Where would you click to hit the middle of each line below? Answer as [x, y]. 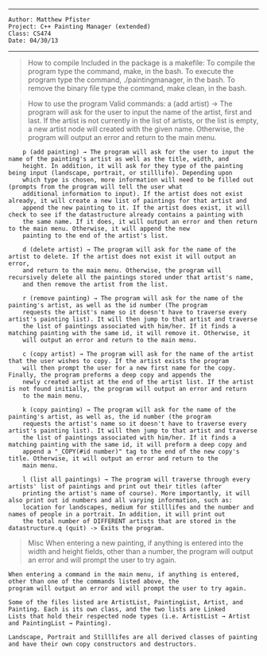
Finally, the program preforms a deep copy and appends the [110, 375]
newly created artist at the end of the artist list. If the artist [138, 382]
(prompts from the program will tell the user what [95, 187]
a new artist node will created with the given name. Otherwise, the [136, 129]
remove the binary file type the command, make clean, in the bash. [137, 88]
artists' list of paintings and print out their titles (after [115, 486]
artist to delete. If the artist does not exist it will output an [122, 256]
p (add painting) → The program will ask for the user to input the [138, 152]
